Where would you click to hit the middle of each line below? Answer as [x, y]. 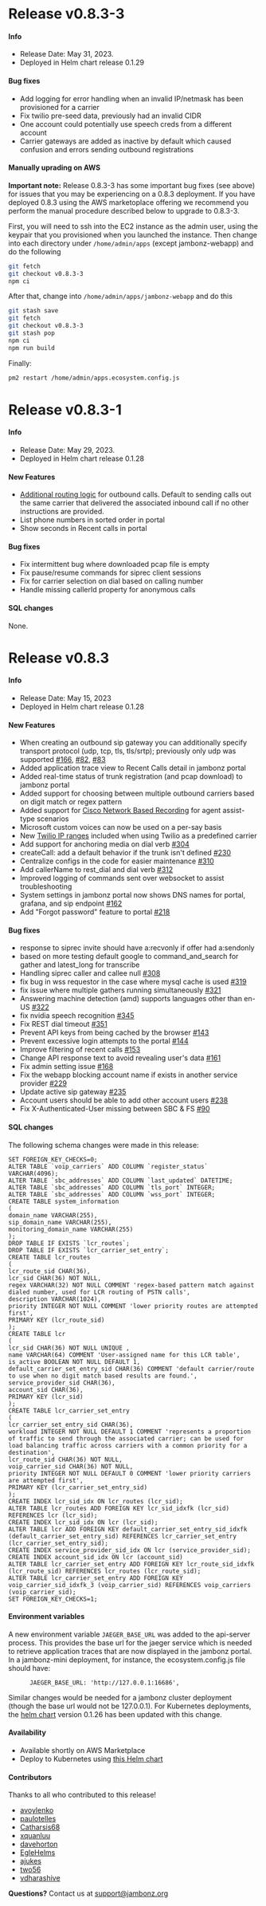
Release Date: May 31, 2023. [66, 54]
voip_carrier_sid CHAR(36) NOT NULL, [71, 1466]
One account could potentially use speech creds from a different [126, 124]
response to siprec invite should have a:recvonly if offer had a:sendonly [137, 948]
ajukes [31, 1861]
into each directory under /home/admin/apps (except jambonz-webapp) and [131, 243]
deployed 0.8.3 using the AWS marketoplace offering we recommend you [129, 202]
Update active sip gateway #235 [73, 1092]
